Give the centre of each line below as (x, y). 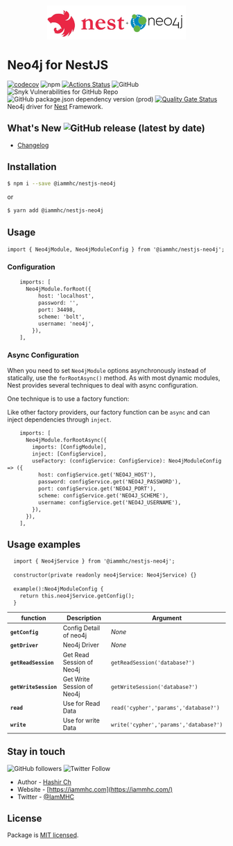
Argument (167, 617)
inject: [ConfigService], (70, 454)
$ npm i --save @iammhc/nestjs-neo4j (62, 184)
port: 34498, (57, 310)
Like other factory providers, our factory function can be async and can (109, 412)
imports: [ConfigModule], (70, 447)
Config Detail (81, 628)
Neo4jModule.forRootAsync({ (66, 440)
